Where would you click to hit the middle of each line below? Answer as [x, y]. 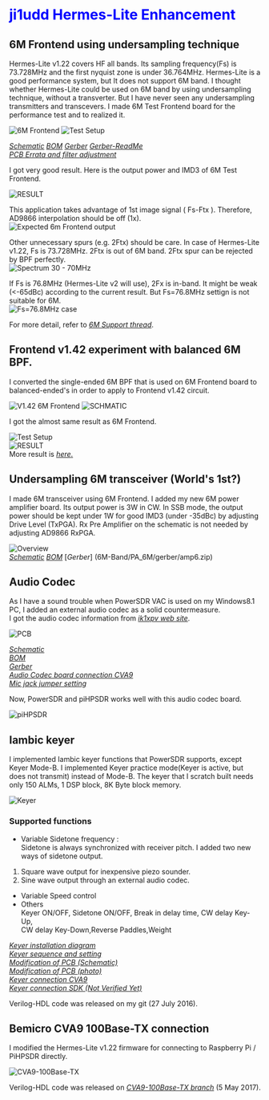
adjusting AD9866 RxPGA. [52, 532]
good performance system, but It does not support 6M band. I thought [125, 81]
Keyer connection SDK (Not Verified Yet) [76, 988]
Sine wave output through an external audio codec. [105, 880]
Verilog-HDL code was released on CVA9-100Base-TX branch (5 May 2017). [135, 1088]
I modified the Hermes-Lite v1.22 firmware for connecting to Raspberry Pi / [132, 1048]
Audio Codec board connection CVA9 [71, 675]
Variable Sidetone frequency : [70, 839]
